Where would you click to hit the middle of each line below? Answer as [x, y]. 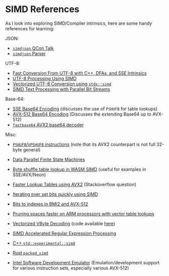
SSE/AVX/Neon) [29, 175]
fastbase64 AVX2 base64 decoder [48, 125]
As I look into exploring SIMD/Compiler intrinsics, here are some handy [79, 23]
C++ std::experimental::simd [44, 243]
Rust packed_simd [30, 253]
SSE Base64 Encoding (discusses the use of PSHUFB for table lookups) [85, 108]
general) [32, 149]
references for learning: [30, 28]
